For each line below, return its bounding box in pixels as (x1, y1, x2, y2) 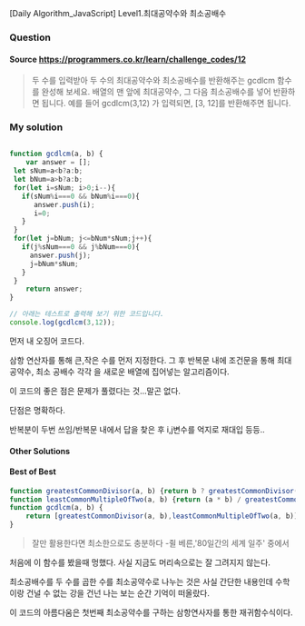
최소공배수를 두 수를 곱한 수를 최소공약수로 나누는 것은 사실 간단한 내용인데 (9, 576, 274, 588)
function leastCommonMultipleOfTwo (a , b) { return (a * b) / (9, 494, 242, 504)
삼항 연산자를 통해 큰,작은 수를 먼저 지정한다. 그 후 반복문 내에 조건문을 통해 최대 (9, 354, 292, 365)
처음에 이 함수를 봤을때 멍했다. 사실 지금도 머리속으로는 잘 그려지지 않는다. (9, 557, 271, 568)
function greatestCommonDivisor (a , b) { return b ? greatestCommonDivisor (9, 486, 295, 495)
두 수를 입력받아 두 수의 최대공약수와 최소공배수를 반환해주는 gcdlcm (31, 75, 275, 86)
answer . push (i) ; (33, 200, 95, 209)
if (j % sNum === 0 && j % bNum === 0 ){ (21, 243, 141, 252)
